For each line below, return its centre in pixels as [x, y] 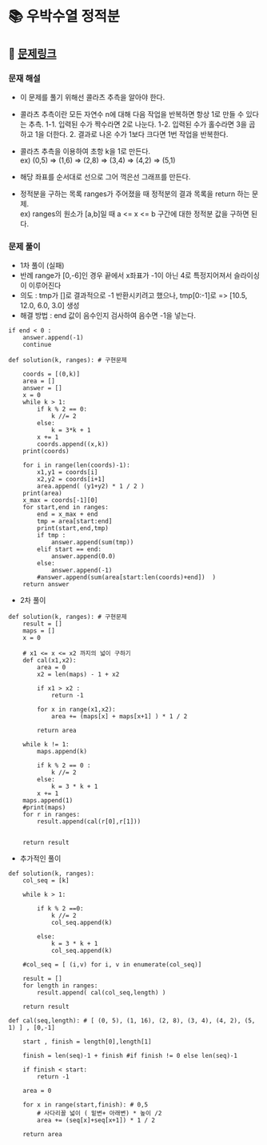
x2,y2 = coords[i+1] [71, 480]
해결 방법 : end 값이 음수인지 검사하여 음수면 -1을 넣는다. [108, 315]
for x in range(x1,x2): [76, 709]
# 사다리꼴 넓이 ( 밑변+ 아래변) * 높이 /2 [100, 1114]
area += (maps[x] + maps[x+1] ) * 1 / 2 [119, 717]
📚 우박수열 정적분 [64, 16]
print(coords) [46, 452]
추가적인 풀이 [40, 858]
